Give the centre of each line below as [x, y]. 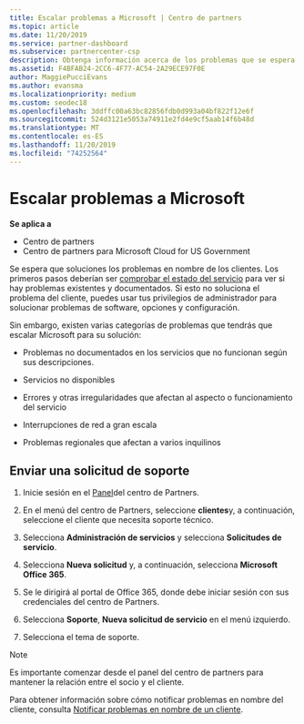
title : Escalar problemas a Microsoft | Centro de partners [126, 18]
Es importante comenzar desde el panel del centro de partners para [137, 673]
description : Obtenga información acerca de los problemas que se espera [152, 60]
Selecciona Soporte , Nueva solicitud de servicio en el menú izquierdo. [157, 619]
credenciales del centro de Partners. [91, 602]
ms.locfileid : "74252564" [58, 153]
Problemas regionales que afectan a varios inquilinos [122, 442]
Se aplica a [30, 223]
